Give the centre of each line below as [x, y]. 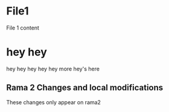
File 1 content [23, 28]
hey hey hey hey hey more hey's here [53, 69]
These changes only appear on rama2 [54, 102]
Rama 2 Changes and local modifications [85, 88]
